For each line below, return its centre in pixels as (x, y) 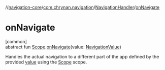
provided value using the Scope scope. (46, 62)
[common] (16, 41)
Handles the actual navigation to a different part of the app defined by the (82, 56)
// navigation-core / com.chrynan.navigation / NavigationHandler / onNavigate (82, 7)
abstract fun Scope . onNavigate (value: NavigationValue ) (63, 47)
